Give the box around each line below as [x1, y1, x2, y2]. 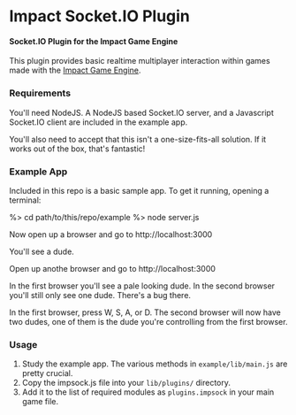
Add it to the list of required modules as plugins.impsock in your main [21, 387, 275, 397]
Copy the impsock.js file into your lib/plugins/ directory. [21, 378, 231, 388]
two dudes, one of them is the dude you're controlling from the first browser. [9, 316, 288, 327]
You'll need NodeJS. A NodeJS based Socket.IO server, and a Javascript [9, 107, 274, 118]
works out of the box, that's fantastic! [9, 143, 146, 154]
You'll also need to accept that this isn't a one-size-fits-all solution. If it [9, 134, 267, 144]
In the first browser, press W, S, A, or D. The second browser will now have [9, 307, 281, 318]
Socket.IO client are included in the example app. [9, 117, 188, 127]
